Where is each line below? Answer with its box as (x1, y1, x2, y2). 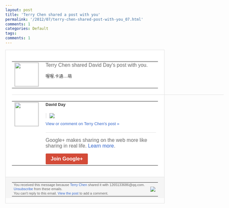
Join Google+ (50, 155, 83, 162)
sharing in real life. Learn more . (45, 142, 116, 149)
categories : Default (5, 26, 49, 31)
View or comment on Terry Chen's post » (45, 121, 120, 126)
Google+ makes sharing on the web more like (45, 137, 148, 143)
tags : (5, 31, 17, 36)
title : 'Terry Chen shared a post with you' (5, 12, 101, 17)
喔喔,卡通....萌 (45, 73, 72, 79)
